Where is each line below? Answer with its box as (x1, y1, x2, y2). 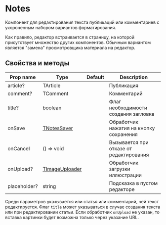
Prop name (9, 74, 36, 81)
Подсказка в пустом (109, 180, 158, 186)
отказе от (109, 145, 132, 152)
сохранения (109, 131, 138, 137)
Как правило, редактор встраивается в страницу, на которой (5, 34, 135, 40)
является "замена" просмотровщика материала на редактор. (5, 45, 136, 50)
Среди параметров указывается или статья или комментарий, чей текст (5, 198, 159, 204)
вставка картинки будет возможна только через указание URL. (5, 214, 139, 220)
